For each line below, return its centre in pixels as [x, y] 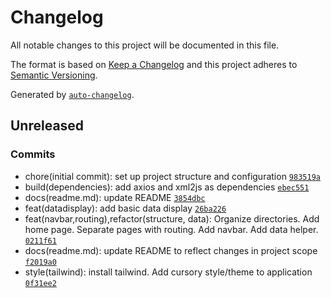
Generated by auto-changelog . [72, 94]
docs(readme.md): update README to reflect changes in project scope [171, 250]
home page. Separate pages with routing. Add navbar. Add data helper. [171, 229]
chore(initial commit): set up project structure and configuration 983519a [172, 176]
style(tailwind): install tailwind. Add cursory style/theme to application [168, 272]
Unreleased [47, 126]
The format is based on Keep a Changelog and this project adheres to [154, 64]
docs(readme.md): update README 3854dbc [115, 197]
